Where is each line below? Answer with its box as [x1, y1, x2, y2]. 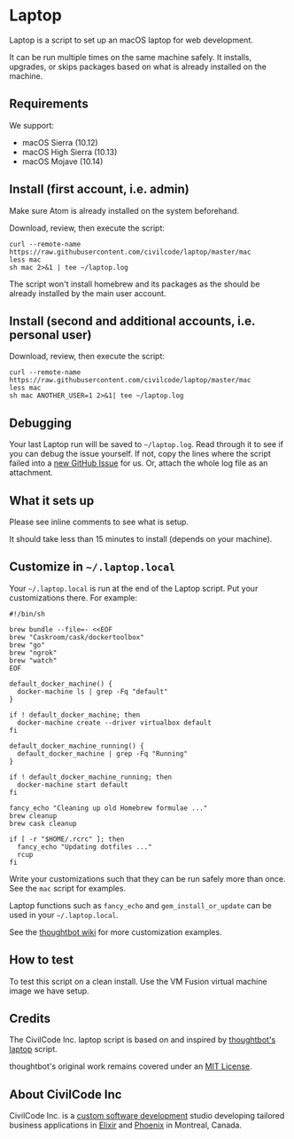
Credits [9, 1011, 51, 1026]
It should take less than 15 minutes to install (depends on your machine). [9, 534, 273, 544]
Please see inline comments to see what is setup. [9, 516, 189, 527]
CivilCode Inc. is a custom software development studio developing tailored [9, 1111, 285, 1121]
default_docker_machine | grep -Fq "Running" [17, 749, 189, 758]
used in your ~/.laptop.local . [9, 909, 119, 920]
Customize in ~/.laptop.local [9, 560, 175, 575]
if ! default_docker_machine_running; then [9, 773, 173, 782]
